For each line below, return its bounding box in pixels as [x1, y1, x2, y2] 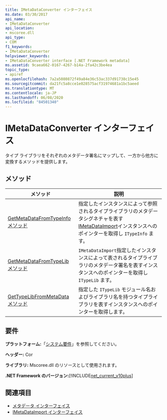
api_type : [5, 35, 26, 40]
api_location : [5, 26, 35, 31]
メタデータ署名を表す [93, 261, 143, 268]
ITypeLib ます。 [78, 276, 115, 283]
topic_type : [5, 68, 30, 73]
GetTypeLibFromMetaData [7, 293, 70, 300]
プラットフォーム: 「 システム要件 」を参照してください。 [5, 341, 120, 347]
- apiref [5, 72, 23, 77]
